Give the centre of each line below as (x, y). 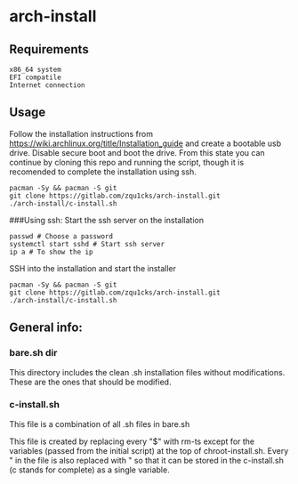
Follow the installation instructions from (81, 133)
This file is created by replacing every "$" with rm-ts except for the (132, 441)
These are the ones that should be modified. (90, 382)
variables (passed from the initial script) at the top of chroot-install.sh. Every (149, 450)
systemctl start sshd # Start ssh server (87, 244)
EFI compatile (36, 77)
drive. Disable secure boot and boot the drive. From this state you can (137, 152)
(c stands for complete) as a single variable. (90, 470)
